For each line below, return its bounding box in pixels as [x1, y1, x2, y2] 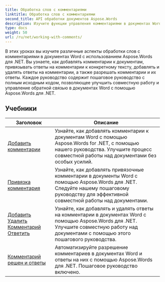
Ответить [7, 230, 30, 237]
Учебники [5, 105, 37, 113]
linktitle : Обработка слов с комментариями [5, 12, 96, 17]
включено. [55, 268, 81, 275]
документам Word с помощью [55, 134, 128, 141]
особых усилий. [55, 158, 93, 165]
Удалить [7, 217, 28, 224]
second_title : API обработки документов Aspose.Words [5, 16, 118, 21]
